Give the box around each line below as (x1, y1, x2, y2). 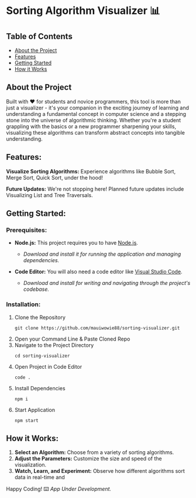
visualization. (14, 461, 47, 468)
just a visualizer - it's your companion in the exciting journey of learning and (6, 104, 189, 111)
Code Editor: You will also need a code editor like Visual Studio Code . (14, 268, 183, 275)
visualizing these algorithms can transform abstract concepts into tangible (6, 129, 185, 136)
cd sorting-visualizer (14, 353, 70, 359)
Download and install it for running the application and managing (23, 250, 181, 257)
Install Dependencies (14, 384, 66, 391)
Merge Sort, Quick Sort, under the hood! (6, 174, 104, 181)
